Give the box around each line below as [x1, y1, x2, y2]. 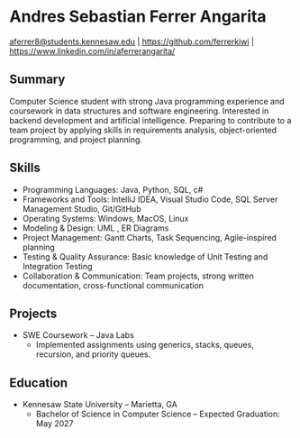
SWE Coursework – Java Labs [22, 330, 135, 341]
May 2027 [35, 418, 74, 429]
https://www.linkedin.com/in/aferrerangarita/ [9, 45, 176, 56]
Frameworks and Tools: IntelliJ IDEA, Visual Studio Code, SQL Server [22, 194, 278, 205]
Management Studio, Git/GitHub [22, 203, 141, 214]
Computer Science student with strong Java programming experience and [9, 96, 286, 106]
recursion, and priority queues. [35, 349, 151, 360]
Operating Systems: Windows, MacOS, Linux [22, 213, 189, 224]
